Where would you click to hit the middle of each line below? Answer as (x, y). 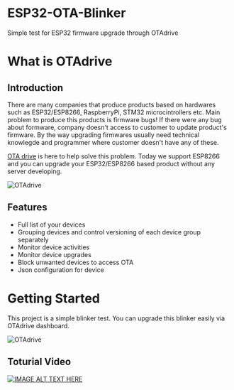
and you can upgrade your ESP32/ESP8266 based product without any (111, 163)
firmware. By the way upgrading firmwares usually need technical (104, 135)
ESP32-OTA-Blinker (67, 13)
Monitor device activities (54, 247)
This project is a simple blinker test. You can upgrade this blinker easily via (116, 318)
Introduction (35, 88)
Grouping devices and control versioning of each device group (109, 232)
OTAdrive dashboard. (38, 325)
